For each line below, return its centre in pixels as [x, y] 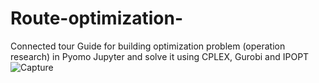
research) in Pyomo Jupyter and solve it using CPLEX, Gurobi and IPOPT [160, 56]
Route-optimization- [97, 18]
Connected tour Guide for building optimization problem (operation [148, 46]
